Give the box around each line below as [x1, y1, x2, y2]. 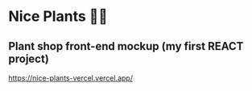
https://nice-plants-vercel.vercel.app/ [8, 73, 133, 83]
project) [8, 52, 50, 65]
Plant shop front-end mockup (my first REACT [8, 39, 244, 53]
